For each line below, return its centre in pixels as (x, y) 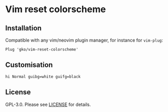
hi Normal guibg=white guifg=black (43, 77)
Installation (23, 28)
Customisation (29, 65)
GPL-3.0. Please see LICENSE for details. (48, 104)
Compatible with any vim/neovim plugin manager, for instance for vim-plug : (84, 40)
